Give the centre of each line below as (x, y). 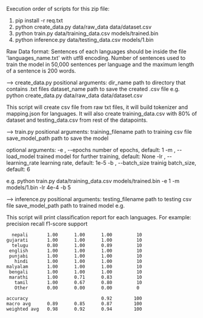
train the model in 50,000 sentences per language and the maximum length (100, 64)
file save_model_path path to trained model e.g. (66, 206)
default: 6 (18, 169)
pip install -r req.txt (39, 20)
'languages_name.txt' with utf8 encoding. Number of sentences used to (96, 58)
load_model (21, 156)
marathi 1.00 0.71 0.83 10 (75, 277)
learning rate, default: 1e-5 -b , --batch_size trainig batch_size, (118, 163)
